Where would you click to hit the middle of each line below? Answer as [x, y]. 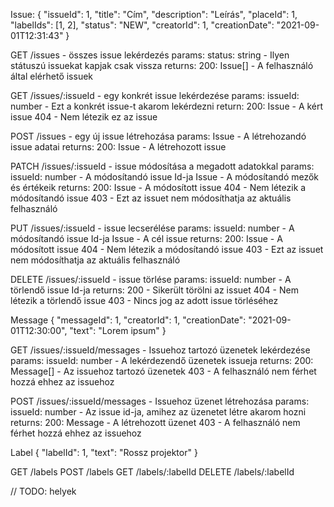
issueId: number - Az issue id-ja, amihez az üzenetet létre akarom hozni [158, 412]
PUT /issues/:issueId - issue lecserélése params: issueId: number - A [152, 228]
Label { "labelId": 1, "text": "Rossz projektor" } [104, 452]
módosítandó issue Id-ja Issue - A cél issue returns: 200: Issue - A [146, 238]
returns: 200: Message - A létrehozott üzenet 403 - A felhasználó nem [155, 422]
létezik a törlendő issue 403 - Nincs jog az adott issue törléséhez [144, 300]
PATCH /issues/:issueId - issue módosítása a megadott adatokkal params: [162, 166]
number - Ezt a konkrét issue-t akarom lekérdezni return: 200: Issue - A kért [167, 106]
